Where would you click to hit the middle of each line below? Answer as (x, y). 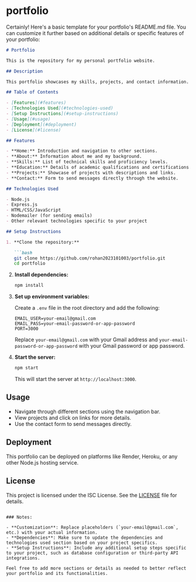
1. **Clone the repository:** (43, 242)
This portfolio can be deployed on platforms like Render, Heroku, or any (92, 456)
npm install (29, 285)
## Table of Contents (32, 92)
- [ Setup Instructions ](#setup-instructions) (62, 114)
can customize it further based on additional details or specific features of (95, 33)
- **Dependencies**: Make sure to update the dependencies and (85, 538)
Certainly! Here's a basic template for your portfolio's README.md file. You (96, 27)
